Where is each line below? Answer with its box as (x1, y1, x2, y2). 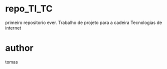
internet (5, 24, 21, 30)
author (5, 42, 34, 54)
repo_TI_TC (5, 3, 53, 14)
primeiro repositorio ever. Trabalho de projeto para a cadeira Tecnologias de (5, 19, 162, 25)
